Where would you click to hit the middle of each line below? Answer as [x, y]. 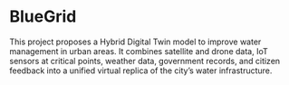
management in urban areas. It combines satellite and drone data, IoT [139, 51]
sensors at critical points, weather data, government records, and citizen [145, 61]
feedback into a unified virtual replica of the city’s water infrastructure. [141, 71]
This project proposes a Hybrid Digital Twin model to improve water [135, 42]
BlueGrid [43, 17]
